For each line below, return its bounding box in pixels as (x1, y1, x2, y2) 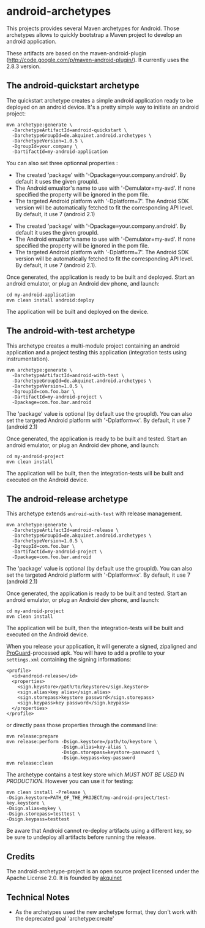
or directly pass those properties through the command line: (6, 722, 158, 729)
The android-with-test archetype (6, 326, 136, 336)
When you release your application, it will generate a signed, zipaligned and (6, 643, 197, 650)
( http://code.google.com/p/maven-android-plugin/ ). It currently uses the (6, 56, 189, 63)
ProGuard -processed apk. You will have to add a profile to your (6, 649, 165, 657)
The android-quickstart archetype (6, 80, 140, 91)
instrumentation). (6, 355, 50, 362)
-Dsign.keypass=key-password (61, 755, 136, 761)
